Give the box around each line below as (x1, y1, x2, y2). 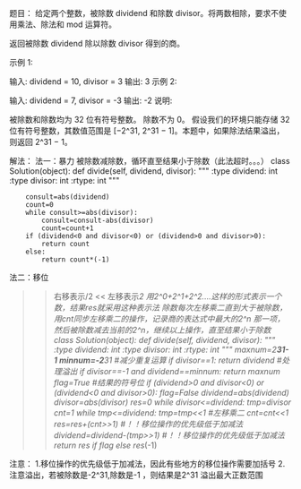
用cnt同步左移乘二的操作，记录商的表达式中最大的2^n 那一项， (53, 313, 285, 324)
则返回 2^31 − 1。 (9, 137, 73, 147)
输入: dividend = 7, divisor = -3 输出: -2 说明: (9, 95, 173, 106)
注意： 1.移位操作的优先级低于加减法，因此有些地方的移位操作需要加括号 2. (9, 459, 286, 468)
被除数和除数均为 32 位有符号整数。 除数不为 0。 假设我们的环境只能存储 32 (9, 115, 290, 124)
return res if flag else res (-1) (53, 440, 158, 450)
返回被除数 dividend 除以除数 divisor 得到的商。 (9, 39, 185, 48)
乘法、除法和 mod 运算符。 (16, 19, 117, 30)
